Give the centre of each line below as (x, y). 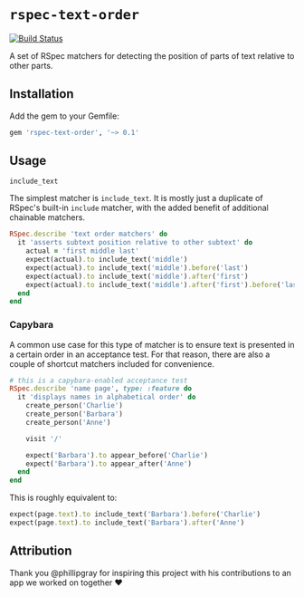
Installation (42, 94)
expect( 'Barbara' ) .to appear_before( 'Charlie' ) (117, 455)
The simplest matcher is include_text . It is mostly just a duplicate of (137, 198)
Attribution (41, 551)
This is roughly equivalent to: (63, 498)
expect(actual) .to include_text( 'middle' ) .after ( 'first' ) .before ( (153, 284)
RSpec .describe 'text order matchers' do (89, 234)
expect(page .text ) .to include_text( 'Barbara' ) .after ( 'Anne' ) (127, 523)
